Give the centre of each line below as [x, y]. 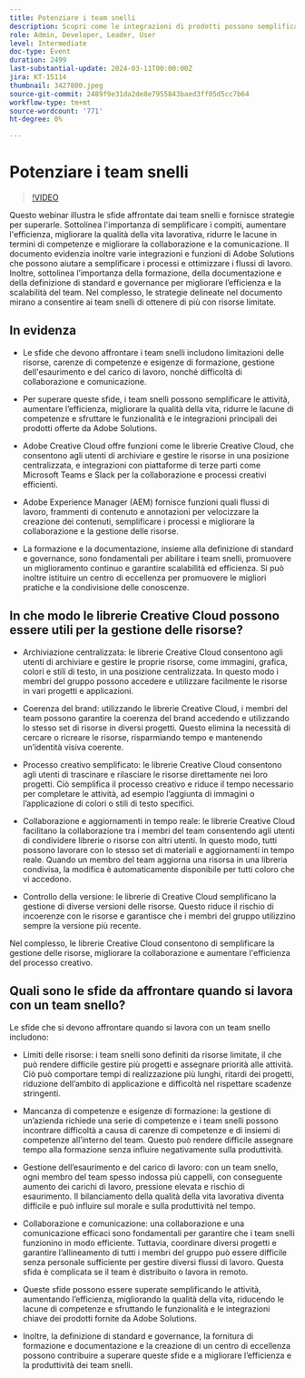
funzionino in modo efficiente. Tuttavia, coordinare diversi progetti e [149, 1242]
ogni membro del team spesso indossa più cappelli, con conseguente [152, 1177]
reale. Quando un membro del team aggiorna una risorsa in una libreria [155, 860]
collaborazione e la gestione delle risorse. [101, 531]
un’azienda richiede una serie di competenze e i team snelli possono [150, 1121]
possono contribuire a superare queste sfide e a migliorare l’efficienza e [157, 1355]
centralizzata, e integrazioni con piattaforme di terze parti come [142, 465]
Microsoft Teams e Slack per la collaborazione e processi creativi [144, 475]
